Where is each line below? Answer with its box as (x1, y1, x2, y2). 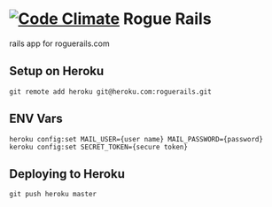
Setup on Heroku (9, 64, 105, 79)
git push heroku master (9, 190, 97, 199)
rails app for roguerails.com (9, 38, 111, 49)
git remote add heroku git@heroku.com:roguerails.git (9, 87, 213, 96)
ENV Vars (9, 111, 64, 126)
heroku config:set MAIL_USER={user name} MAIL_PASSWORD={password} (9, 134, 264, 143)
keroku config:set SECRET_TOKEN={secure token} (9, 142, 189, 151)
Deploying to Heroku (9, 166, 126, 181)
